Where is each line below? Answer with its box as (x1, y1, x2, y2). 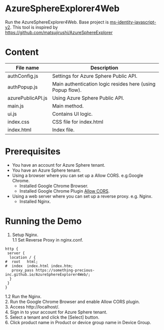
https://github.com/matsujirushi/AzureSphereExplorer (5, 29, 113, 35)
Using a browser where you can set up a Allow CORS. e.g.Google (12, 172, 143, 178)
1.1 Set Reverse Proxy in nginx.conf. (12, 237, 83, 242)
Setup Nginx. (12, 232, 39, 238)
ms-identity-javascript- (109, 19, 156, 25)
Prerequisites (5, 146, 61, 157)
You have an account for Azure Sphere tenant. (12, 162, 105, 168)
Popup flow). (52, 87, 82, 93)
